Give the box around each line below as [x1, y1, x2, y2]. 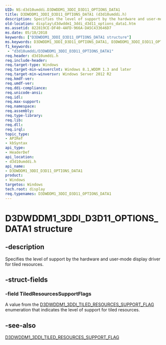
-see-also [5, 321, 36, 330]
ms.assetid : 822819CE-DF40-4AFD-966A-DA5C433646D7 [5, 26, 112, 31]
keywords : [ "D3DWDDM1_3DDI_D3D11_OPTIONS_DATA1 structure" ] [5, 35, 132, 40]
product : [5, 173, 23, 178]
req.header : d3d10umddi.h [5, 53, 58, 58]
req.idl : [5, 95, 23, 99]
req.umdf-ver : [5, 81, 35, 86]
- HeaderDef [5, 150, 30, 155]
